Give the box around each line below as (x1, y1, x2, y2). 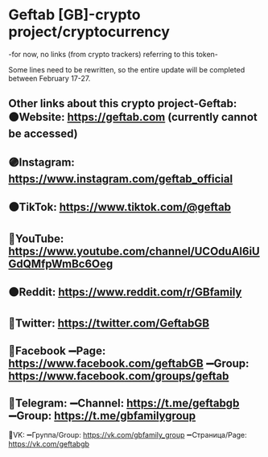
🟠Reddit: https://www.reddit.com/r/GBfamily (8, 285, 242, 298)
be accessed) (8, 127, 78, 141)
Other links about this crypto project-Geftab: (8, 97, 237, 110)
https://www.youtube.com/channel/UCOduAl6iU (8, 244, 260, 258)
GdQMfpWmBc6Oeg (8, 257, 113, 270)
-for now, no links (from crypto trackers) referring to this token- (8, 49, 219, 59)
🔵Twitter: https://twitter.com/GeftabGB (8, 316, 210, 331)
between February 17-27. (8, 73, 91, 83)
